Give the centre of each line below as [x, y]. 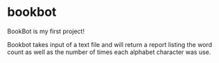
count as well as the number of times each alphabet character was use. [109, 52]
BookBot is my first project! [46, 31]
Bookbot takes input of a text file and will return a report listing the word [110, 44]
